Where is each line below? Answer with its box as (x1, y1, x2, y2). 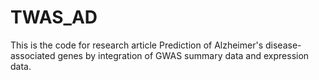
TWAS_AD (10, 6, 98, 29)
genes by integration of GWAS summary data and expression (57, 49, 310, 61)
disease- (264, 39, 302, 51)
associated (10, 49, 56, 61)
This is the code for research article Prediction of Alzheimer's (10, 39, 264, 51)
